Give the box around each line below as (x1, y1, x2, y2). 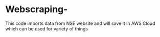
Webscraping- (5, 4, 68, 15)
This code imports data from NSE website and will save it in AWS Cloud (5, 20, 155, 26)
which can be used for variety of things (5, 25, 88, 31)
